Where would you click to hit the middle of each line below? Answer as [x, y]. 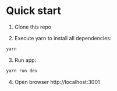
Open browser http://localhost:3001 [57, 82]
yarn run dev [22, 71]
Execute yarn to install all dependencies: [63, 38]
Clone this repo [33, 27]
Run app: [25, 60]
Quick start [33, 11]
